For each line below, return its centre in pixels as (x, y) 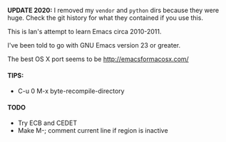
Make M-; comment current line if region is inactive (93, 131)
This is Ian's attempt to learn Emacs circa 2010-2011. (84, 32)
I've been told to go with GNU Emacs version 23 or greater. (94, 45)
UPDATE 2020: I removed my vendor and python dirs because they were (113, 10)
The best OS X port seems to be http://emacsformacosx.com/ (98, 59)
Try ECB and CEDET (47, 123)
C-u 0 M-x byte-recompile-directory (71, 91)
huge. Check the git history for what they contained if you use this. (105, 18)
